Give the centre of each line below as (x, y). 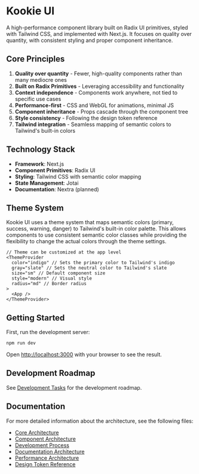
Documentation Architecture (50, 451)
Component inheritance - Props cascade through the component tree (101, 111)
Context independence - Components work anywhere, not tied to (96, 92)
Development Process (42, 445)
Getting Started (36, 318)
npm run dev (21, 343)
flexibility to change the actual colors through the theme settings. (86, 241)
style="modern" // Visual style (52, 279)
